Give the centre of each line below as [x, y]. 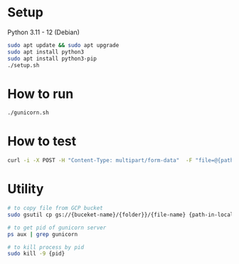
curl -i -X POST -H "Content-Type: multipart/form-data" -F [100, 161]
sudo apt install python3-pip [52, 59]
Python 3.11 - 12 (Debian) [44, 32]
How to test [42, 142]
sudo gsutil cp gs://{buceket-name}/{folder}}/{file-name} [97, 215]
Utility [26, 189]
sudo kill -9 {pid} [36, 254]
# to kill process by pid [46, 247]
